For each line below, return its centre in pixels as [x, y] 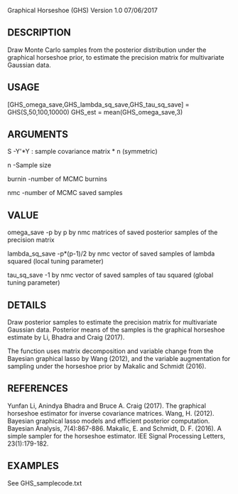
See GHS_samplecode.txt [45, 483]
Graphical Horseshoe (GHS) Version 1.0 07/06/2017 [82, 10]
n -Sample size [29, 165]
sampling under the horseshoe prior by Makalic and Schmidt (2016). [107, 367]
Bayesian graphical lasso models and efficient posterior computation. [109, 421]
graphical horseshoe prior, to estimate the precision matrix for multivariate [116, 57]
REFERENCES [38, 388]
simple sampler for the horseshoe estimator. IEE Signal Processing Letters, [117, 436]
